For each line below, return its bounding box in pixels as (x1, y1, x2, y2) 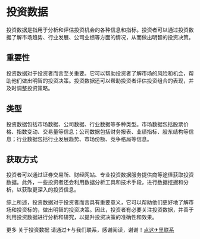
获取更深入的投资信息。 (21, 186, 79, 193)
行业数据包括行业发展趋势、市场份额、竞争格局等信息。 (16, 135, 152, 143)
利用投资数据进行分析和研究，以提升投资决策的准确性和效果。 (6, 213, 158, 221)
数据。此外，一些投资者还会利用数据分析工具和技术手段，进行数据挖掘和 (6, 179, 183, 186)
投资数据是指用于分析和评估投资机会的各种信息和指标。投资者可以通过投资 (6, 26, 189, 33)
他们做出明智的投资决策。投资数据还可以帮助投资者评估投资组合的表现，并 (11, 77, 194, 84)
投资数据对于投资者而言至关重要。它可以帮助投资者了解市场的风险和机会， (6, 70, 189, 77)
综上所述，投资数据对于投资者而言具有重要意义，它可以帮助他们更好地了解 (6, 199, 189, 206)
